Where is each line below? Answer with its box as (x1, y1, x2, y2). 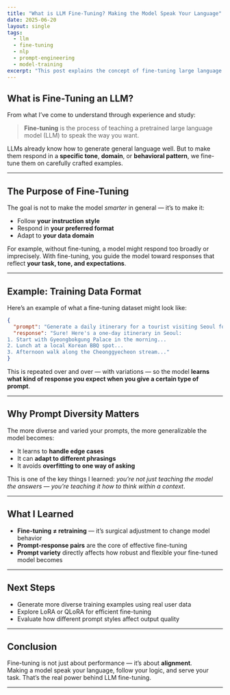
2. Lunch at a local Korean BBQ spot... (7, 342, 125, 349)
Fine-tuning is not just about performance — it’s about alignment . (7, 659, 193, 668)
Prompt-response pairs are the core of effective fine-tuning (16, 541, 188, 549)
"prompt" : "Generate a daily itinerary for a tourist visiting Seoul (13, 323, 216, 330)
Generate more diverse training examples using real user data (16, 600, 192, 608)
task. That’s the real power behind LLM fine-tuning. (7, 674, 152, 682)
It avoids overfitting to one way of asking (16, 462, 136, 470)
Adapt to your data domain (16, 231, 94, 240)
